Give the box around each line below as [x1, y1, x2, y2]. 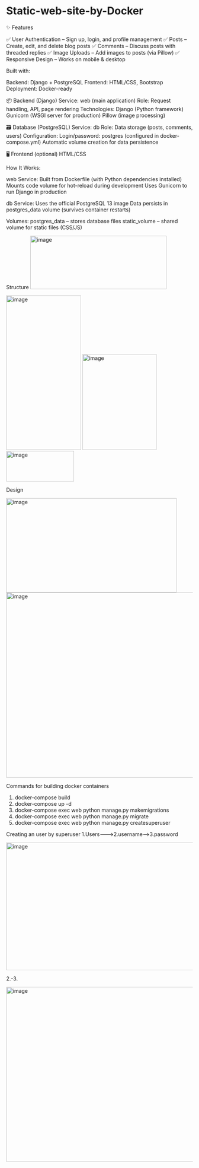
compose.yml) [6, 138, 41, 145]
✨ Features [6, 24, 34, 31]
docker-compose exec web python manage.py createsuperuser [14, 819, 171, 826]
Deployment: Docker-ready [6, 85, 73, 92]
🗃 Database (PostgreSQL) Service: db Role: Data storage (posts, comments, [6, 124, 193, 131]
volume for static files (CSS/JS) [6, 224, 83, 231]
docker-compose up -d [14, 800, 72, 807]
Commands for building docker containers [6, 782, 110, 789]
